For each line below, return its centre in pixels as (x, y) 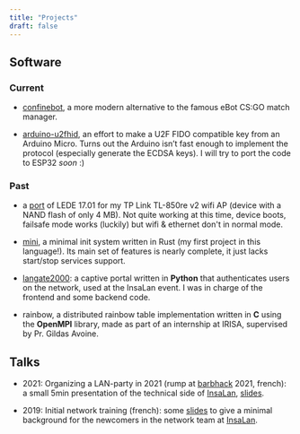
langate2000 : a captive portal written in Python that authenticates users (156, 278)
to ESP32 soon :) (53, 163)
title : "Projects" (44, 17)
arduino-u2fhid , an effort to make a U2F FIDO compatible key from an (151, 135)
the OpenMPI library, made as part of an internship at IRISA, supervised (155, 325)
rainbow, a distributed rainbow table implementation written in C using (152, 315)
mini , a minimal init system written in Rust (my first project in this (141, 242)
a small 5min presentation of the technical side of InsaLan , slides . (143, 393)
